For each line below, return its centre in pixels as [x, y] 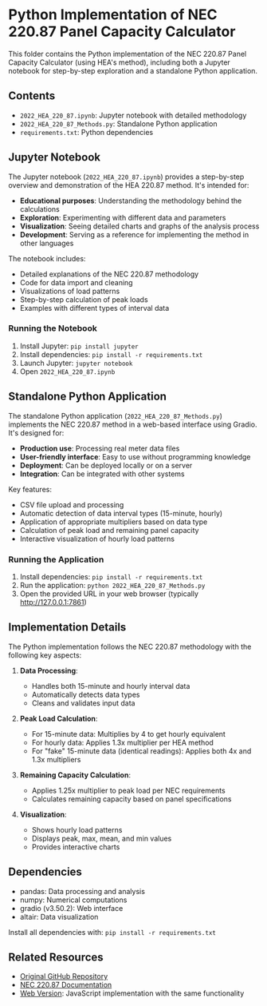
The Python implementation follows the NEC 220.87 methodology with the [130, 646]
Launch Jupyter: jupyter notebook [76, 363]
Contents [32, 96]
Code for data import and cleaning [76, 282]
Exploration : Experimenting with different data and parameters [123, 217]
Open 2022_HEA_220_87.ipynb [67, 371]
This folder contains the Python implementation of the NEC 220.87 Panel [128, 54]
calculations [39, 209]
